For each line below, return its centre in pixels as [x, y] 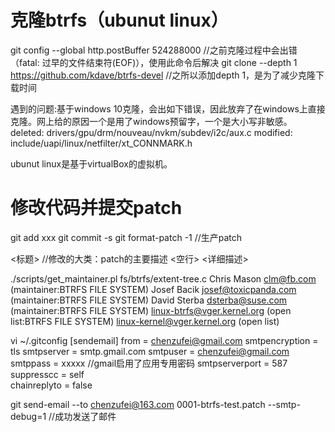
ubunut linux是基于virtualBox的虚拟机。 [91, 163]
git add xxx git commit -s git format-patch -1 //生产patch [126, 237]
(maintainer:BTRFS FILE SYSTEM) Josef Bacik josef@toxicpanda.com [153, 289]
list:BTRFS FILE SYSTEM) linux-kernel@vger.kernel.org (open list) [145, 321]
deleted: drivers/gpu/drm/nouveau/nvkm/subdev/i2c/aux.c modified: [151, 132]
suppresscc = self [47, 374]
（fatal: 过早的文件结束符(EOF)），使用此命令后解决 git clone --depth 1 [154, 62]
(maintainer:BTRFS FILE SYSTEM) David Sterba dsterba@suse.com [149, 300]
